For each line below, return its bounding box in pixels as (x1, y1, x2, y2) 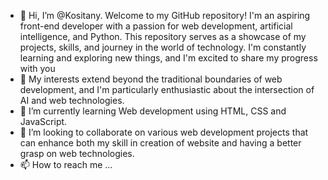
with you (19, 63, 56, 74)
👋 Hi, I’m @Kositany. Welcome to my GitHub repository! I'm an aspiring (19, 10, 311, 21)
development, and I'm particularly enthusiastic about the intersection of (19, 84, 315, 95)
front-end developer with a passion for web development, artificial (19, 20, 293, 32)
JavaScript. (19, 116, 68, 127)
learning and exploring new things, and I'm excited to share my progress (19, 52, 318, 64)
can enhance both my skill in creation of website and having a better (19, 137, 302, 149)
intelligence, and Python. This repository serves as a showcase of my (19, 31, 307, 42)
